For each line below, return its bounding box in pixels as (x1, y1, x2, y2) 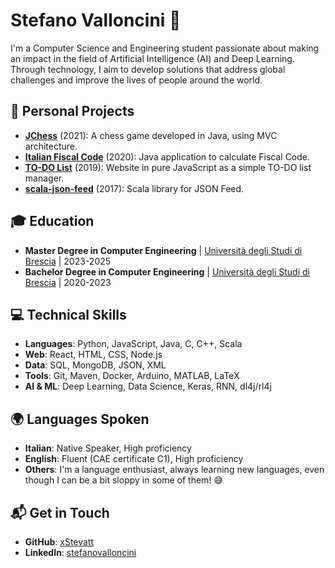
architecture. (24, 140, 78, 152)
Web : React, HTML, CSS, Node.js (24, 349, 163, 361)
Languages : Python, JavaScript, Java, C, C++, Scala (24, 338, 243, 350)
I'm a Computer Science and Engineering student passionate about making (10, 42, 320, 54)
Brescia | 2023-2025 (24, 255, 112, 267)
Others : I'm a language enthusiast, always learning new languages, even (24, 464, 325, 476)
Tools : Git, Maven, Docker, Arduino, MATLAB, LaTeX (24, 370, 240, 382)
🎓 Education (10, 213, 95, 230)
